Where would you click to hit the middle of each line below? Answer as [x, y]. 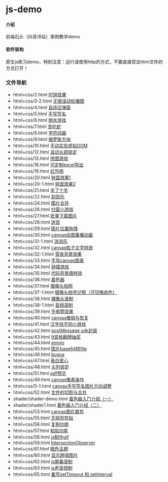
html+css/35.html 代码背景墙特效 [48, 273]
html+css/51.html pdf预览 [40, 373]
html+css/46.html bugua [39, 354]
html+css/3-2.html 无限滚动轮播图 [49, 101]
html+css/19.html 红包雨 [38, 171]
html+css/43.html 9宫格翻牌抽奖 [47, 337]
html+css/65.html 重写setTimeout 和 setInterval [63, 474]
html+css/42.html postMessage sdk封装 [55, 331]
